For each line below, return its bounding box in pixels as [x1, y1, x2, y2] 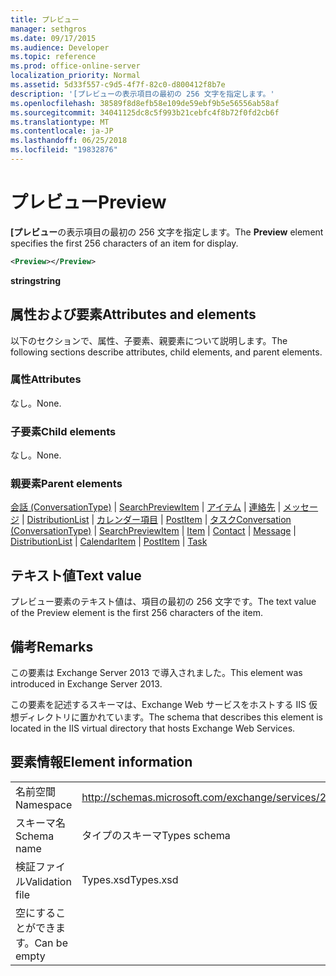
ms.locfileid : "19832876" [10, 145, 118, 155]
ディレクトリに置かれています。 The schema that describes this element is [18, 711, 324, 723]
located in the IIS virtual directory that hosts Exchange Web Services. [10, 722, 296, 735]
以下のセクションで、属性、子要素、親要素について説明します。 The [10, 334, 288, 346]
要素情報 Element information [10, 754, 193, 771]
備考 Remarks [10, 638, 94, 655]
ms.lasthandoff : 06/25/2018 [10, 136, 128, 146]
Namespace [15, 797, 73, 811]
